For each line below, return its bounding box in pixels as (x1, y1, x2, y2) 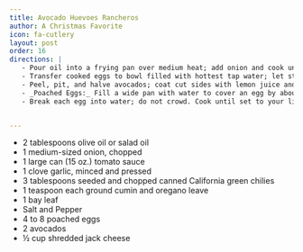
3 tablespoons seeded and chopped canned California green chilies (22, 175, 275, 186)
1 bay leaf (22, 194, 59, 205)
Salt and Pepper (22, 204, 83, 215)
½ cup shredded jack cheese (22, 233, 131, 244)
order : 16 (9, 47, 47, 56)
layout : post (9, 38, 59, 48)
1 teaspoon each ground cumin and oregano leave (22, 185, 209, 196)
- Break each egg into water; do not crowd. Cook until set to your (21, 96, 284, 106)
